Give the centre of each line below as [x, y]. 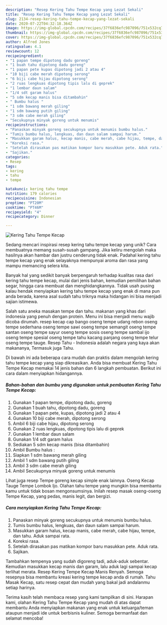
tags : [11, 166]
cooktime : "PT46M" [25, 208]
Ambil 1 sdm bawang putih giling [46, 461]
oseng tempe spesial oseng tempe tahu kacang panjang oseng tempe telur [82, 338]
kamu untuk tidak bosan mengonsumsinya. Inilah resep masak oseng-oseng [83, 491]
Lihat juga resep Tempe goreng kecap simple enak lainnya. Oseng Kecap [80, 480]
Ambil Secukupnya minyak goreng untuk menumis [64, 471]
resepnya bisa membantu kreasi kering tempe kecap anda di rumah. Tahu [81, 577]
